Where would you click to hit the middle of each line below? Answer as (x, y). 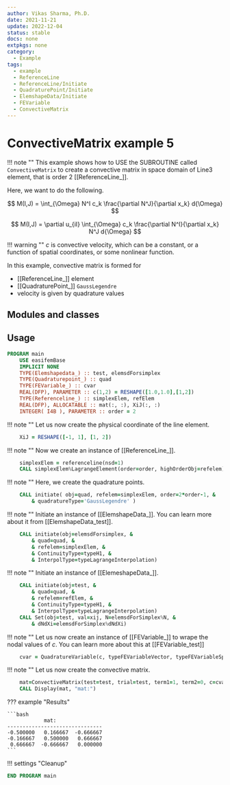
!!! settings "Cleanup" (37, 764)
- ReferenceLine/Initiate (50, 84)
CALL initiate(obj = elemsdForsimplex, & (76, 534)
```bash (18, 715)
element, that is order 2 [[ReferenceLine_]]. (68, 177)
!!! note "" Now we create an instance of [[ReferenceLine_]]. (91, 450)
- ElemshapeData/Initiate (50, 97)
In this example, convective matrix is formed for (74, 265)
